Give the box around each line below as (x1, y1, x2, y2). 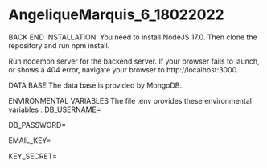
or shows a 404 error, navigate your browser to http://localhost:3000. (8, 64, 239, 74)
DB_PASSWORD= (8, 120, 67, 129)
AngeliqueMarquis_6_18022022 (8, 6, 224, 24)
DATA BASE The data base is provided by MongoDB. (8, 80, 183, 90)
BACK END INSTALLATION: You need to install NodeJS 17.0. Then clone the (8, 32, 257, 42)
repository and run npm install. (8, 40, 110, 50)
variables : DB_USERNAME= (8, 104, 102, 114)
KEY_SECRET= (8, 151, 58, 161)
